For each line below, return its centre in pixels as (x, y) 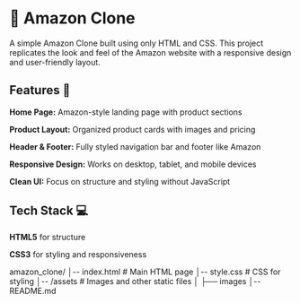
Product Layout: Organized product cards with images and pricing (132, 129)
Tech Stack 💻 (49, 211)
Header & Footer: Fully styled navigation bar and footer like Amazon (135, 146)
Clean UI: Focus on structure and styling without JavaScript (120, 181)
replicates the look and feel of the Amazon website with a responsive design (150, 52)
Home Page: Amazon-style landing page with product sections (126, 112)
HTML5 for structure (48, 237)
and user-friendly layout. (55, 62)
